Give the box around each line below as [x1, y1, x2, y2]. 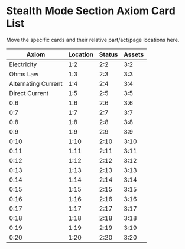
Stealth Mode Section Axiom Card [6, 4, 176, 18]
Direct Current [9, 89, 49, 97]
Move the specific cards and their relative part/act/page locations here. [6, 36, 180, 43]
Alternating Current [9, 79, 63, 88]
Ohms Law [9, 70, 39, 78]
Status [99, 50, 118, 59]
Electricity [9, 60, 37, 69]
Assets [124, 50, 144, 59]
